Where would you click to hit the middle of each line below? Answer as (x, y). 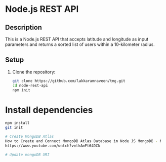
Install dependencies (49, 110)
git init (14, 128)
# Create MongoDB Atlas (30, 137)
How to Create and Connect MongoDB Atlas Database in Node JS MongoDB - (82, 141)
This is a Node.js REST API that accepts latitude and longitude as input (77, 39)
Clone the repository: (34, 72)
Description (23, 27)
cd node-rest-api (30, 85)
